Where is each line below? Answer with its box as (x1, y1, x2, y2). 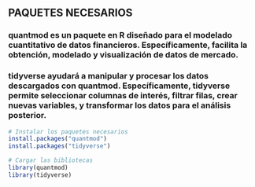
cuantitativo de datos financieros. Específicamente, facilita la (8, 39, 248, 50)
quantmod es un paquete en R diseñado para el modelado (8, 30, 233, 41)
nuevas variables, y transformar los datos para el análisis (8, 100, 231, 111)
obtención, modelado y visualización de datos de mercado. (8, 49, 238, 60)
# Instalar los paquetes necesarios (8, 127, 128, 136)
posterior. (8, 110, 47, 121)
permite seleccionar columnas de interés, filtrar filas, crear (8, 90, 238, 101)
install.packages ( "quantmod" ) (8, 135, 108, 143)
